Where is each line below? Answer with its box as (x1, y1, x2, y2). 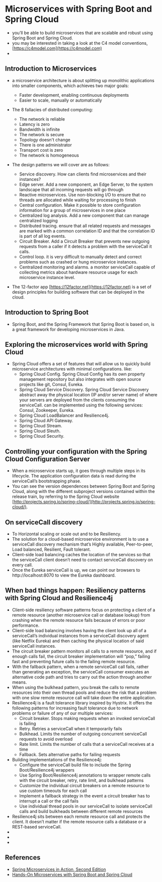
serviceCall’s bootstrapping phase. (12, 478, 81, 484)
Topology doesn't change (19, 137, 71, 142)
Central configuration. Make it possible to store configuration (19, 202, 141, 208)
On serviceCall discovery (5, 518, 83, 526)
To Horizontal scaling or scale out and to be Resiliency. (12, 531, 122, 537)
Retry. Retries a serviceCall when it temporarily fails (19, 725, 122, 731)
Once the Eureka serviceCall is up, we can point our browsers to (12, 567, 140, 573)
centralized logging (19, 217, 58, 223)
